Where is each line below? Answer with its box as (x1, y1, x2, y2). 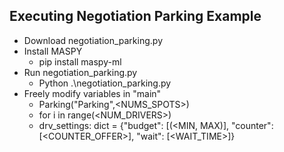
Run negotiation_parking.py (23, 66, 138, 78)
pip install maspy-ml (38, 55, 122, 68)
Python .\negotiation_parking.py (38, 77, 172, 89)
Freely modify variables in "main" (23, 87, 162, 99)
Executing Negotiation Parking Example (9, 8, 262, 25)
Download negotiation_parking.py (23, 34, 163, 46)
